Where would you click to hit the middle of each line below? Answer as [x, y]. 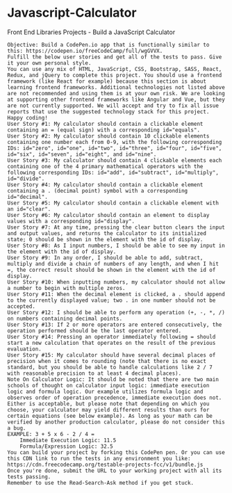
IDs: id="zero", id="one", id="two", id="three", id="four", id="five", [115, 148]
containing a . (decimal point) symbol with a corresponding [98, 191]
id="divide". [26, 179]
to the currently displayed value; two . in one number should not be [111, 300]
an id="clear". [29, 209]
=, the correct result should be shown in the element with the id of [111, 270]
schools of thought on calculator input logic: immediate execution [108, 385]
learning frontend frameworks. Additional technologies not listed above [116, 87]
